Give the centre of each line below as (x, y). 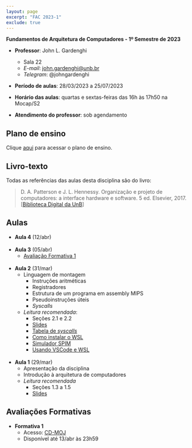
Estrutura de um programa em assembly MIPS (88, 293)
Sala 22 (33, 62)
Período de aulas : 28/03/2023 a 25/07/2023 (69, 86)
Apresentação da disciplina (56, 368)
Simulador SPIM (52, 343)
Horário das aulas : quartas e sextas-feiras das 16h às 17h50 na (91, 97)
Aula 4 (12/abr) (33, 237)
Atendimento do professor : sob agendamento (71, 115)
